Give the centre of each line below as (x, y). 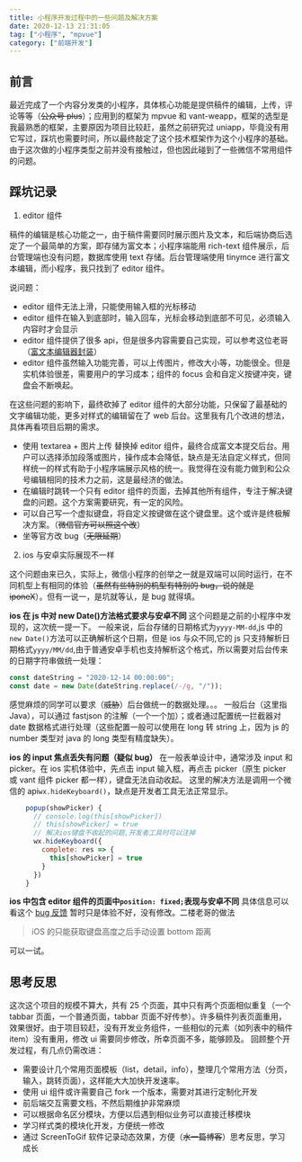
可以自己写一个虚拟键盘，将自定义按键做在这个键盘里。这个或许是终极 (152, 513)
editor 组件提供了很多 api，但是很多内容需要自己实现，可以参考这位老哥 (155, 340)
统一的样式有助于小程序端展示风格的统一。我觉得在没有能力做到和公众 (160, 468)
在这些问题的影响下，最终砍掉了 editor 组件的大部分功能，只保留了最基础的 (148, 404)
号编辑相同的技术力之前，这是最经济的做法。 (105, 479)
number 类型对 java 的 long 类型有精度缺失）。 (94, 737)
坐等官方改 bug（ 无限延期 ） (74, 535)
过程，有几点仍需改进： (60, 1050)
